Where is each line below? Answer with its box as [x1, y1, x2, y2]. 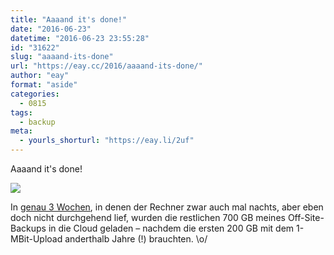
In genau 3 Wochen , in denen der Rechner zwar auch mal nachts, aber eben [10, 201, 324, 213]
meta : [10, 126, 33, 136]
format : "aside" [10, 80, 78, 90]
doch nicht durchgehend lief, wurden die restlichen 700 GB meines [10, 212, 286, 223]
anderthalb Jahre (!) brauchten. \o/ [64, 233, 208, 245]
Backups [10, 222, 47, 234]
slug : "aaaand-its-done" [10, 52, 114, 62]
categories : [10, 89, 60, 99]
